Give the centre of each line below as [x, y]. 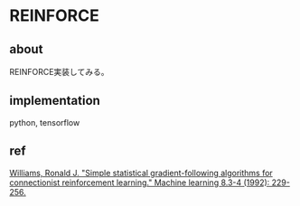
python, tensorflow [45, 122]
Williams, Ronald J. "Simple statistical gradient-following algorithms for [141, 173]
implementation [55, 101]
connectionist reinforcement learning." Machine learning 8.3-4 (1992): [140, 183]
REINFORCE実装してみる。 [59, 72]
